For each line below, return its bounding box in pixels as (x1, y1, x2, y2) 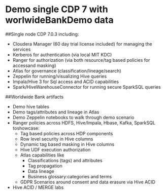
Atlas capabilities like (20, 152, 64, 158)
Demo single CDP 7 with (5, 4, 108, 15)
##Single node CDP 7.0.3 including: (5, 31, 79, 37)
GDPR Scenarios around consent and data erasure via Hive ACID (20, 179, 156, 185)
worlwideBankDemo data (5, 14, 114, 26)
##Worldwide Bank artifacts (5, 94, 64, 100)
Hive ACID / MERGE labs (12, 184, 64, 190)
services (12, 46, 31, 52)
